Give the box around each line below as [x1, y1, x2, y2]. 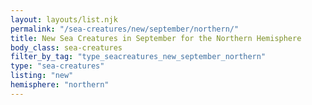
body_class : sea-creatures [10, 42, 123, 53]
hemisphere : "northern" [10, 80, 110, 90]
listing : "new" [10, 71, 74, 81]
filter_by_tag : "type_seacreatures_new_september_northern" [10, 52, 267, 62]
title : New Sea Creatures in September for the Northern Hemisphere [10, 33, 302, 43]
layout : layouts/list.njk [10, 14, 118, 25]
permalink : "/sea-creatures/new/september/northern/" [10, 24, 240, 34]
